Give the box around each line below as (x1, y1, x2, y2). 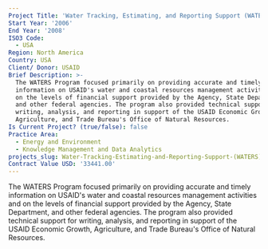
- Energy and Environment (15, 137, 102, 146)
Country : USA (8, 57, 52, 65)
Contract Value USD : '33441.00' (8, 160, 116, 168)
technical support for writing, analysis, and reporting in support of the (8, 216, 238, 226)
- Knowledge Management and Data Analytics (15, 145, 162, 153)
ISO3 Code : (8, 34, 45, 42)
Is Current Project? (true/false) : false (8, 123, 148, 131)
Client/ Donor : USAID (8, 64, 81, 72)
